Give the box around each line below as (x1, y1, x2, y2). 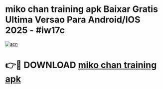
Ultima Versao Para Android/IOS (5, 14, 141, 25)
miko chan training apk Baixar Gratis (5, 3, 159, 15)
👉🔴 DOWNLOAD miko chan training (5, 60, 157, 71)
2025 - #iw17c (5, 25, 65, 36)
